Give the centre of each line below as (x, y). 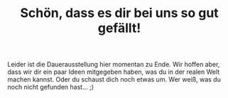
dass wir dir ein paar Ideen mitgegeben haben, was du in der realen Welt (114, 72)
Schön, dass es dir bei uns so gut (119, 13)
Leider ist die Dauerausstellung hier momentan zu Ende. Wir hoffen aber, (114, 65)
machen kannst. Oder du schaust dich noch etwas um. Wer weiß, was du (114, 80)
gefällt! (119, 28)
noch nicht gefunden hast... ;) (51, 87)
